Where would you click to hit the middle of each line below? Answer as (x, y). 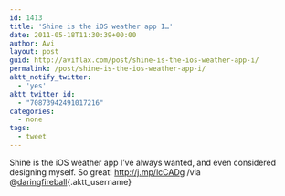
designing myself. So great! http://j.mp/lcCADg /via (105, 172)
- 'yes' (32, 86)
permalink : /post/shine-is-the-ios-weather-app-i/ (108, 69)
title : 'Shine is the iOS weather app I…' (91, 26)
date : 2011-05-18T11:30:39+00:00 (73, 35)
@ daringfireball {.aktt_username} (71, 181)
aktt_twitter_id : (42, 94)
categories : (32, 111)
